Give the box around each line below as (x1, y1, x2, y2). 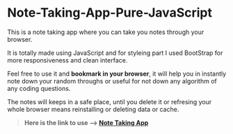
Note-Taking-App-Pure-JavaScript (7, 5, 212, 21)
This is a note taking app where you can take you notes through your (7, 28, 204, 36)
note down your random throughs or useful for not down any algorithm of (7, 76, 217, 85)
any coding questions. (7, 84, 71, 92)
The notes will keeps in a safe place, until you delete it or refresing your (7, 97, 212, 106)
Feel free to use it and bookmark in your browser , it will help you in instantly (7, 69, 227, 78)
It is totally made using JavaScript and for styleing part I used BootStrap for (7, 49, 223, 57)
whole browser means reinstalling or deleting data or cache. (7, 105, 179, 113)
